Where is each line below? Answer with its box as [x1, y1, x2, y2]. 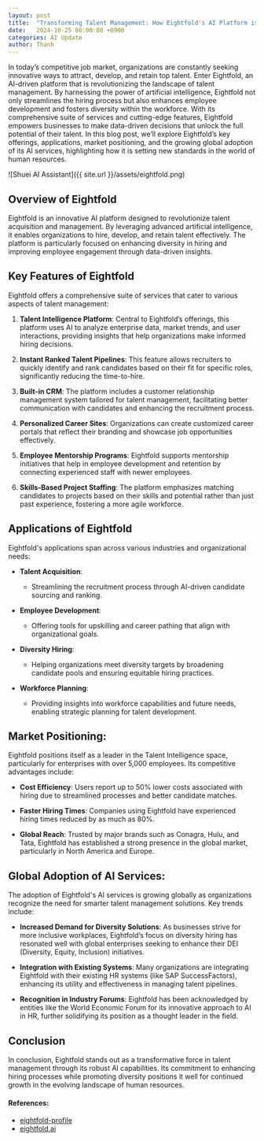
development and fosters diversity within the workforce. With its [8, 104, 216, 114]
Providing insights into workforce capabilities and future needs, [31, 698, 236, 708]
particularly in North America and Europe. [19, 846, 155, 856]
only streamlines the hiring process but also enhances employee [8, 96, 218, 106]
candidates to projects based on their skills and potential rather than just [19, 491, 254, 500]
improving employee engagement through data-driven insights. [8, 246, 213, 256]
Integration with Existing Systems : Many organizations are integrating [19, 962, 249, 972]
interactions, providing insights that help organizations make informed [19, 331, 246, 340]
